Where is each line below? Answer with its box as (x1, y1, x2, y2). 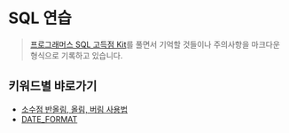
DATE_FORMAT (20, 113, 78, 124)
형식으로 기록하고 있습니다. (29, 50, 123, 60)
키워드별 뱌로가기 (8, 79, 98, 94)
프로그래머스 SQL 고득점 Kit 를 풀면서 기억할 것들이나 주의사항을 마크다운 (29, 39, 281, 50)
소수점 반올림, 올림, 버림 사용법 (20, 104, 129, 114)
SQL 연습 (8, 8, 73, 28)
